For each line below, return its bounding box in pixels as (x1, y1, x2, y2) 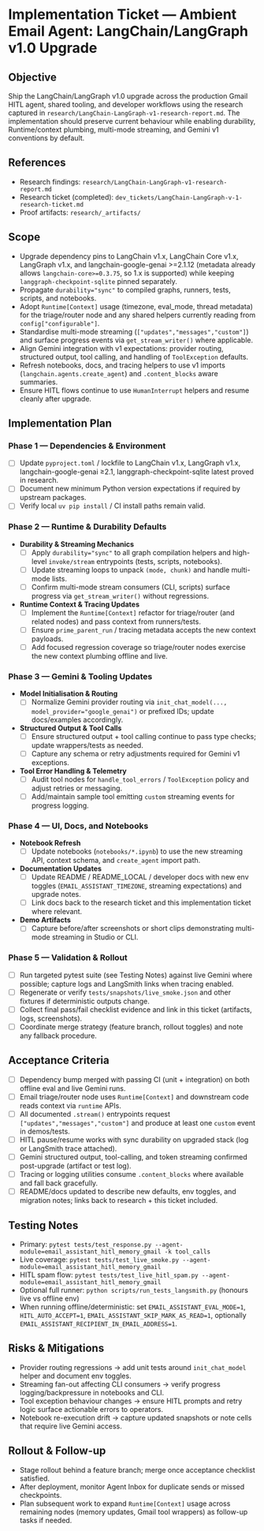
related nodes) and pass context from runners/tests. (31, 617, 201, 626)
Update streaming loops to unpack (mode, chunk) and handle (31, 565, 230, 574)
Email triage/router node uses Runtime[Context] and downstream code (19, 1092, 250, 1101)
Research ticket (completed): (19, 192, 114, 202)
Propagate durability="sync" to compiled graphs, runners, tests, (19, 285, 231, 294)
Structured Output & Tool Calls (19, 723, 122, 733)
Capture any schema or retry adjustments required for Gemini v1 (31, 749, 240, 758)
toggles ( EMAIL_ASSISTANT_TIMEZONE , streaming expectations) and (31, 881, 242, 891)
